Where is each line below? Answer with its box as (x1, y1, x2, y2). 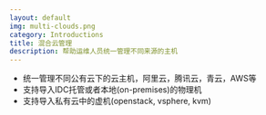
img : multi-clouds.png (9, 22, 96, 31)
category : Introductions (9, 30, 104, 39)
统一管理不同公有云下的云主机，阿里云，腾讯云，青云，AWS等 (22, 73, 257, 84)
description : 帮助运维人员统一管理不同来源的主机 (9, 47, 179, 56)
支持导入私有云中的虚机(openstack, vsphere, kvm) (22, 96, 212, 107)
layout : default (9, 13, 71, 23)
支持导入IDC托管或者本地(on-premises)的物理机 (22, 84, 202, 95)
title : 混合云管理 (9, 38, 73, 48)
